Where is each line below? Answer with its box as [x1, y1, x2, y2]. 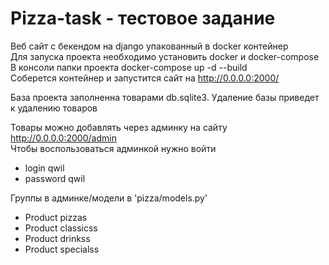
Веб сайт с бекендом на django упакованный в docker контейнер [10, 40, 289, 52]
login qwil [24, 162, 65, 174]
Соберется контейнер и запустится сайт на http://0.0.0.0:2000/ [10, 72, 280, 84]
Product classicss [24, 222, 98, 234]
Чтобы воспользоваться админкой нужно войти [10, 142, 217, 154]
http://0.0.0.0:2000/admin [10, 132, 117, 144]
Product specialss [24, 243, 100, 255]
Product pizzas [24, 211, 88, 223]
